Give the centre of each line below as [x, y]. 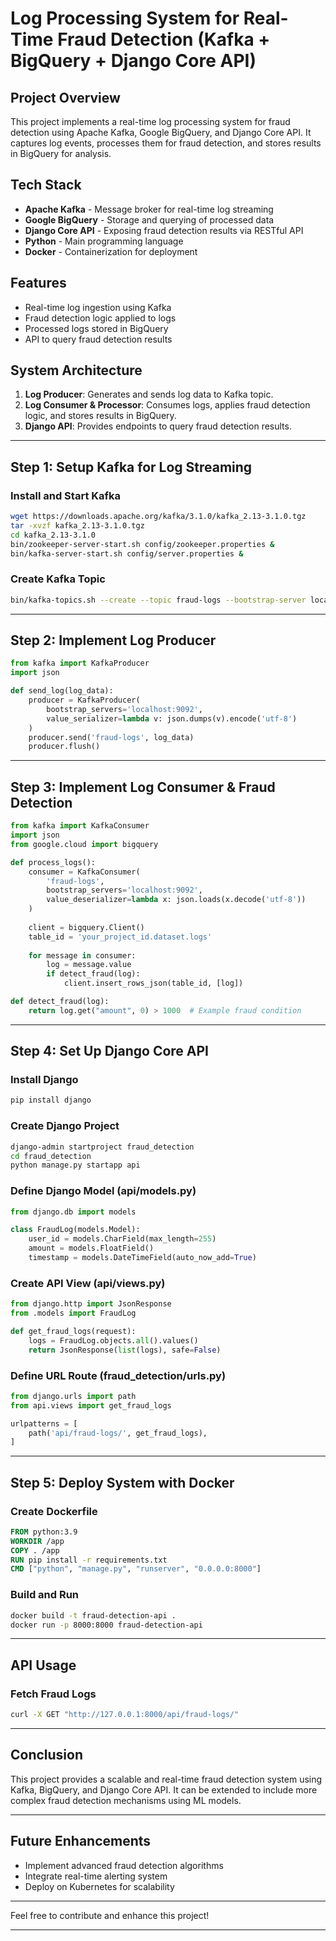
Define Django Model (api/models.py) [103, 1191]
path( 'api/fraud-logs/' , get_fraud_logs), [118, 1433]
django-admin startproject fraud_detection [102, 1147]
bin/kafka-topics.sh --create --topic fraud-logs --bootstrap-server [158, 600]
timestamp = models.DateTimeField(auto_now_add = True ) [142, 1258]
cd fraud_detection [51, 1156]
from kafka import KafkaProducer [80, 663]
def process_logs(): [53, 862]
